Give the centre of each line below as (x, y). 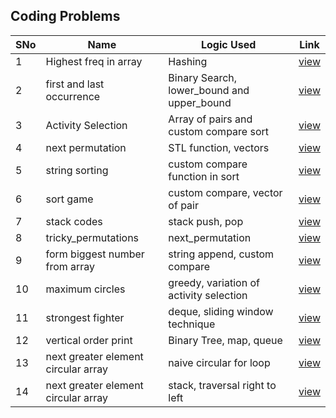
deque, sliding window (221, 311)
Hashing (188, 61)
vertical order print (89, 340)
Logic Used (229, 44)
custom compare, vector (225, 192)
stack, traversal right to (222, 385)
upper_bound (200, 102)
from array (70, 266)
